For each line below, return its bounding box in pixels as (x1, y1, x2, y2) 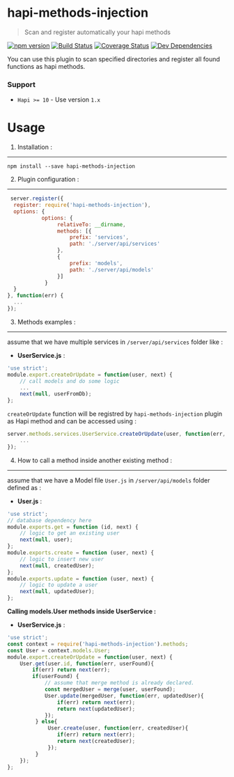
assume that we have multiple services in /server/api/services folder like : (7, 338, 223, 346)
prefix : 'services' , (69, 234, 130, 241)
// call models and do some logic (19, 377, 120, 384)
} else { (35, 719, 58, 725)
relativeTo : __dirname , (56, 221, 127, 228)
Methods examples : (17, 317, 76, 326)
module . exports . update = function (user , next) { (7, 575, 155, 582)
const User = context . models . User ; (7, 647, 111, 654)
